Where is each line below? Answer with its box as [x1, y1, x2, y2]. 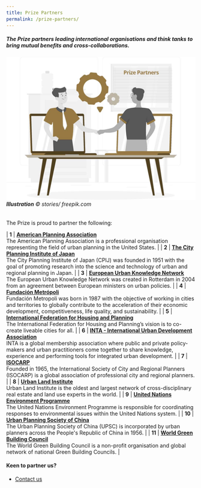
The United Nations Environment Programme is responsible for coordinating [6, 403, 194, 410]
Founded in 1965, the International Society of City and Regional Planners [6, 365, 185, 372]
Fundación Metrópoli [6, 288, 59, 295]
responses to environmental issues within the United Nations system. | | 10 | [6, 410, 194, 417]
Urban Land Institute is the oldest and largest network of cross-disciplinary [6, 384, 192, 391]
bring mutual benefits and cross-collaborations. [6, 42, 130, 49]
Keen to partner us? [6, 462, 57, 469]
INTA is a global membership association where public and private [6, 339, 170, 347]
